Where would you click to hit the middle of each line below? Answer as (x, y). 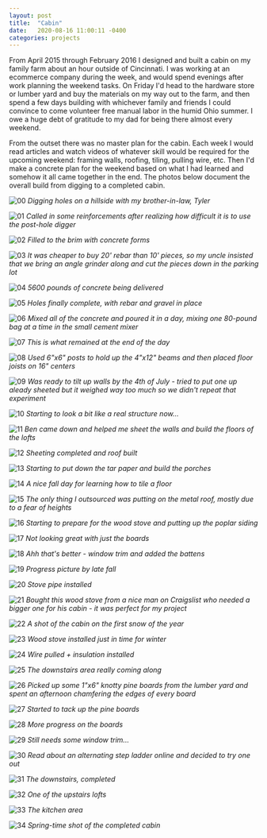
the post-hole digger (42, 225)
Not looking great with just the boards (88, 539)
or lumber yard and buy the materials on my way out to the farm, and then (130, 94)
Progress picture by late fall (71, 570)
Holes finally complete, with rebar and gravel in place (115, 303)
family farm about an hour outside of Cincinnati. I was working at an (120, 69)
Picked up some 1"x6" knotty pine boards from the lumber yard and (138, 685)
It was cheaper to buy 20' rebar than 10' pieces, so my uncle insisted (140, 256)
